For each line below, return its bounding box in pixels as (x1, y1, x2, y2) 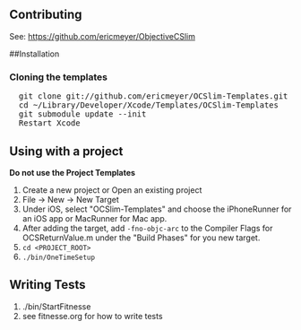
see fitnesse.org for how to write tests (21, 310, 163, 321)
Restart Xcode (18, 118, 81, 128)
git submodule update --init (18, 109, 147, 119)
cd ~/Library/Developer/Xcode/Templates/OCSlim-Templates (18, 100, 279, 110)
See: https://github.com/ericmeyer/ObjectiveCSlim (9, 30, 195, 41)
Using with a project (9, 143, 124, 159)
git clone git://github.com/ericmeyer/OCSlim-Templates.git (18, 91, 288, 101)
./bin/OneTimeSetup (21, 253, 96, 262)
